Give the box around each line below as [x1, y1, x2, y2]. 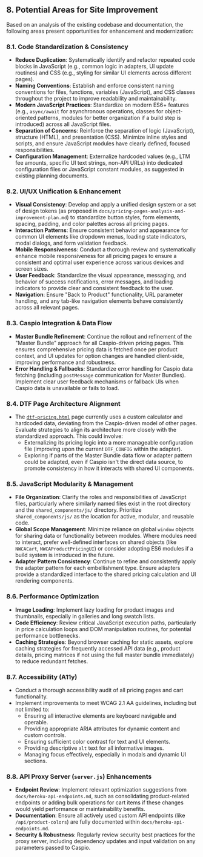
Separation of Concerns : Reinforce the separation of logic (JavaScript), [15, 127, 195, 134]
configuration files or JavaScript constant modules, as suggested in [15, 166, 184, 173]
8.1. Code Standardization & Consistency [6, 42, 128, 51]
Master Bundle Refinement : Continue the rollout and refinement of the [15, 333, 192, 340]
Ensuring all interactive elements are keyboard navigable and [24, 712, 177, 720]
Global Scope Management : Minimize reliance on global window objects [15, 526, 194, 533]
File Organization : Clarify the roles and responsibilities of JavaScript [15, 494, 187, 501]
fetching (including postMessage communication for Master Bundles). [15, 371, 186, 379]
